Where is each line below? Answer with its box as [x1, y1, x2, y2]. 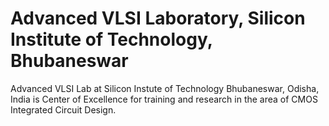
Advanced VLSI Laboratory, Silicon [10, 7, 306, 30]
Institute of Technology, [10, 28, 213, 51]
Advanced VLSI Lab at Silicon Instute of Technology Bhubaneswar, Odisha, [10, 82, 320, 94]
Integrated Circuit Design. [10, 103, 117, 116]
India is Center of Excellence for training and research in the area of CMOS [10, 93, 318, 105]
